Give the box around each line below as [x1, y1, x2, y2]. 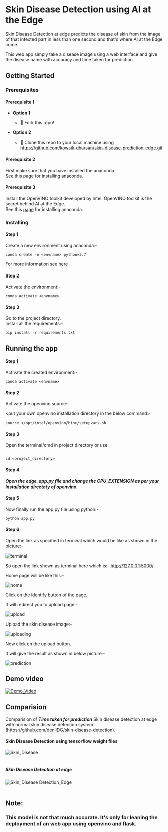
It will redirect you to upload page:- [5, 602, 78, 607]
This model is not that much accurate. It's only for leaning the [5, 814, 158, 821]
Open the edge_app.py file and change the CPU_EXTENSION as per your [5, 478, 159, 484]
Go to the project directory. [5, 315, 61, 321]
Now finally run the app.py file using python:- [5, 506, 99, 512]
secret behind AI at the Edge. [5, 200, 65, 207]
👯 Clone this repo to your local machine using [20, 140, 114, 146]
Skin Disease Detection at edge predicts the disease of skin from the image [5, 31, 161, 37]
